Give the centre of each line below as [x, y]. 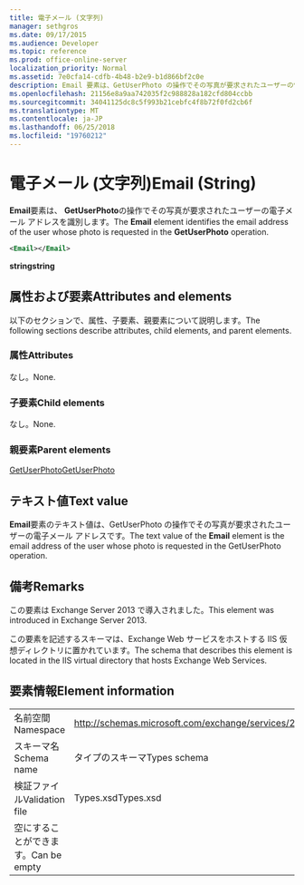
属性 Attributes [42, 355]
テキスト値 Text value [69, 501]
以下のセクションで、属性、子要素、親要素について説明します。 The [135, 320]
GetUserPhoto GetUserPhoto [62, 470]
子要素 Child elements [57, 403]
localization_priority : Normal [68, 69]
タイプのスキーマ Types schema [141, 757]
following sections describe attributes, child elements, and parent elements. [151, 330]
